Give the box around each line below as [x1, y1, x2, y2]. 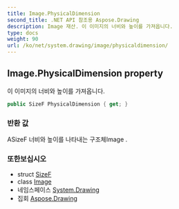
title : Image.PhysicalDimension [7, 10, 100, 17]
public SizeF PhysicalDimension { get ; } [7, 101, 129, 108]
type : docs [7, 29, 39, 37]
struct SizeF [17, 170, 52, 179]
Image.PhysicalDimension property [7, 68, 164, 79]
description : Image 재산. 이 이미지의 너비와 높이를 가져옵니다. [7, 23, 173, 30]
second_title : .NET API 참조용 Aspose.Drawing [7, 17, 140, 23]
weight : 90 [7, 36, 39, 43]
